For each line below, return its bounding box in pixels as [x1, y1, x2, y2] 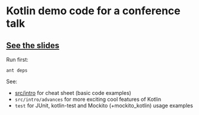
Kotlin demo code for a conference [6, 4, 181, 18]
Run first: [6, 56, 29, 63]
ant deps [6, 68, 28, 74]
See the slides [6, 40, 59, 50]
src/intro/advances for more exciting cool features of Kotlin [14, 96, 162, 103]
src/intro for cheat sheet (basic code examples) [14, 90, 132, 96]
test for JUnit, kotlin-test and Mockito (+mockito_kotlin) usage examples [14, 102, 193, 109]
